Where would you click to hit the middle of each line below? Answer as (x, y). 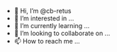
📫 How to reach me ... (47, 41)
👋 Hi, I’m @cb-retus (43, 11)
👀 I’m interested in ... (44, 18)
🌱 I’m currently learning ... (52, 26)
